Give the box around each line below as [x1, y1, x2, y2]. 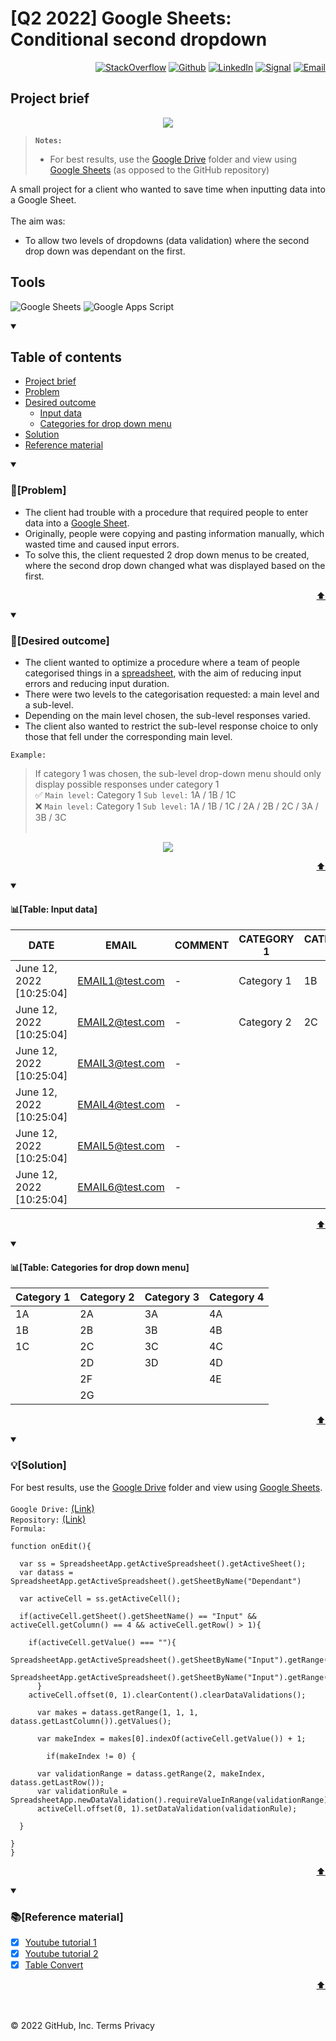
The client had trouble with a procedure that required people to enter [24, 506, 309, 518]
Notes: [34, 135, 63, 146]
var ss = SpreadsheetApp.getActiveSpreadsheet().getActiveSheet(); [19, 1558, 307, 1569]
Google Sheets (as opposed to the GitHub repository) [49, 163, 270, 176]
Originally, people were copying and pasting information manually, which [24, 527, 325, 539]
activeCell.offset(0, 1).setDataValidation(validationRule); [36, 1803, 298, 1814]
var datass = [19, 1567, 74, 1577]
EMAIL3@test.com [77, 1057, 165, 1071]
